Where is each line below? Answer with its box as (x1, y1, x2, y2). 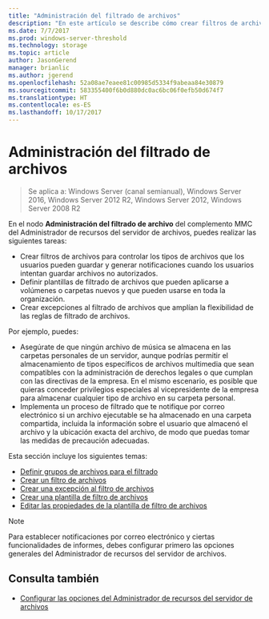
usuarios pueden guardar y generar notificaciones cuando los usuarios (19, 259, 255, 269)
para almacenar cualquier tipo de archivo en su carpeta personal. (19, 393, 236, 403)
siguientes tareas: (8, 235, 67, 245)
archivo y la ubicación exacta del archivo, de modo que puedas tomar (19, 427, 251, 436)
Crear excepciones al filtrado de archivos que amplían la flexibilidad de (19, 302, 254, 312)
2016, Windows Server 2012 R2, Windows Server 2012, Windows (27, 195, 242, 204)
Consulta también (8, 572, 99, 585)
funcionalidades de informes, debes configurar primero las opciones (8, 540, 235, 549)
